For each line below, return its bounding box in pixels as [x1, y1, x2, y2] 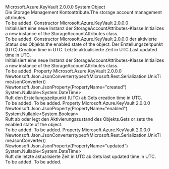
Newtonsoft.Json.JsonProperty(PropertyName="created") [5, 84, 127, 90]
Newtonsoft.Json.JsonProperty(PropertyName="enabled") [5, 106, 128, 111]
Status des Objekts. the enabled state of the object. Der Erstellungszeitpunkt [5, 41, 163, 47]
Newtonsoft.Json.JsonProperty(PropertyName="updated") [5, 143, 128, 149]
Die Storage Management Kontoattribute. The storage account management [5, 9, 162, 15]
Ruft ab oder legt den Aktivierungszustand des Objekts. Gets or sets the [5, 116, 153, 122]
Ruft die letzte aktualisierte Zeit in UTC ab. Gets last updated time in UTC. [5, 153, 156, 159]
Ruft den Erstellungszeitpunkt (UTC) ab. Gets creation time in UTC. [5, 95, 143, 101]
